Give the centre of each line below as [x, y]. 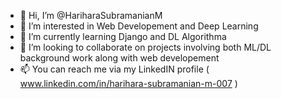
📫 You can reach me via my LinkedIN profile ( [114, 69]
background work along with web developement [119, 58]
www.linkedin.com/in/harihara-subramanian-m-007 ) [128, 83]
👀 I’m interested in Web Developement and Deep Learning [139, 26]
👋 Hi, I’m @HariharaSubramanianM [91, 15]
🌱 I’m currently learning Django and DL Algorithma [123, 36]
